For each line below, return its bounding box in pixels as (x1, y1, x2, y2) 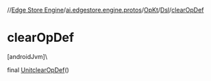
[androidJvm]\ (7, 52, 48, 60)
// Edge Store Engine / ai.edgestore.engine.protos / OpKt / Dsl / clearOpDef (7, 6, 204, 14)
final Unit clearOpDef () (7, 65, 70, 74)
